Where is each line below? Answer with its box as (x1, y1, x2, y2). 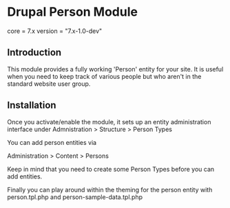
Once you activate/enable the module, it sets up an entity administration (7, 117, 211, 126)
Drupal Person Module (7, 4, 138, 20)
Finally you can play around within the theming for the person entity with (7, 185, 213, 194)
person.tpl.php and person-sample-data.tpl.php (7, 193, 143, 201)
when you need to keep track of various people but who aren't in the (7, 72, 202, 80)
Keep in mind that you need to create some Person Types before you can (7, 165, 215, 173)
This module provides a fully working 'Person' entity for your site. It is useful (7, 65, 224, 73)
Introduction (7, 47, 62, 58)
